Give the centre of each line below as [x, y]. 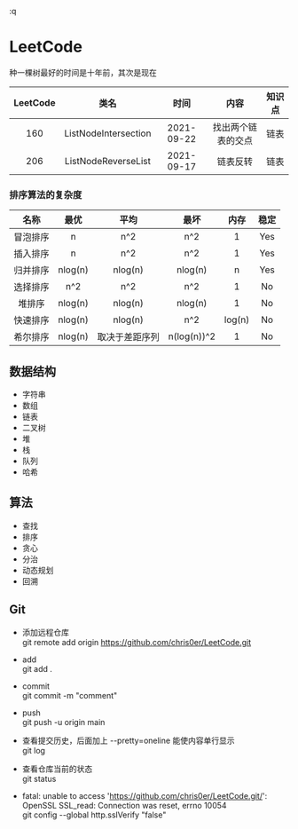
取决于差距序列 [128, 337]
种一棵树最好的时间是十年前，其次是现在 [83, 72]
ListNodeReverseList [108, 161]
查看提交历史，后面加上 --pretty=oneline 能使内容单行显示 [128, 740]
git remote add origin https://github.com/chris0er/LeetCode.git [137, 642]
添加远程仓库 [45, 632]
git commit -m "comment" [70, 695]
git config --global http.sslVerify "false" [94, 815]
